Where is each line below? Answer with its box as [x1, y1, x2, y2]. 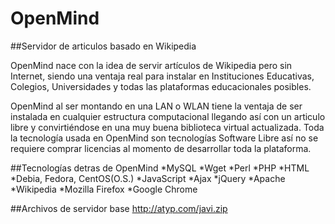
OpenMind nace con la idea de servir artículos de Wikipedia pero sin [10, 59, 293, 71]
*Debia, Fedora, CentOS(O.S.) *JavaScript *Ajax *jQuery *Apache [10, 172, 286, 184]
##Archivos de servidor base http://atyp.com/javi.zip [10, 202, 228, 214]
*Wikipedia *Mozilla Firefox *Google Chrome [10, 183, 198, 195]
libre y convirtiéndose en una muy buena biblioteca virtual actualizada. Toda [10, 121, 325, 133]
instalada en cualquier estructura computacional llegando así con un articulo [10, 110, 326, 122]
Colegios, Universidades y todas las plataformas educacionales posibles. [10, 80, 312, 92]
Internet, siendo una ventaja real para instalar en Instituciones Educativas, [10, 70, 315, 82]
